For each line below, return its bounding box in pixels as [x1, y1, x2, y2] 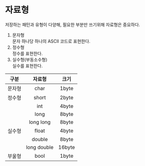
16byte [58, 143, 75, 150]
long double [26, 143, 54, 150]
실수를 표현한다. [12, 62, 43, 69]
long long [29, 118, 51, 125]
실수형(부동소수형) [12, 56, 48, 62]
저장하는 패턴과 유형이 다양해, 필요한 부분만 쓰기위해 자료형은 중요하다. [5, 22, 140, 28]
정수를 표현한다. [12, 50, 43, 56]
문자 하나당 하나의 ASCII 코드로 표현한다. [12, 38, 91, 44]
